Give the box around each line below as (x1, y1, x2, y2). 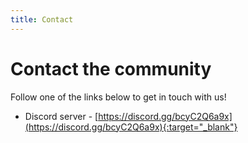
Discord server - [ (24, 110, 99, 122)
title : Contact (10, 14, 74, 25)
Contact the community (10, 57, 212, 80)
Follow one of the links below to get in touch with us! (10, 91, 227, 103)
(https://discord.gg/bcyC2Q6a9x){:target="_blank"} (24, 121, 238, 133)
